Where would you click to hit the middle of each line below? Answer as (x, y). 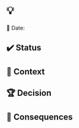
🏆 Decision (29, 93)
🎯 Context (25, 72)
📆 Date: (16, 27)
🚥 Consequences (40, 117)
